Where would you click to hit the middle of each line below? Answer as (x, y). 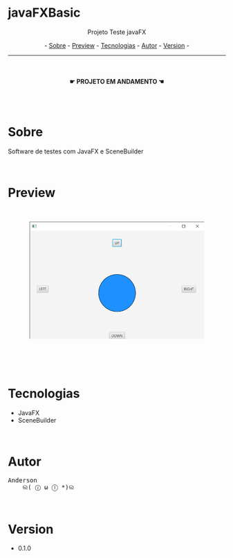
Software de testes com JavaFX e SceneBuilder (76, 151)
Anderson (22, 481)
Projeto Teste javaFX (117, 32)
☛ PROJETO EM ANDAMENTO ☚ (117, 81)
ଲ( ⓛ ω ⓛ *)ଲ (48, 488)
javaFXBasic (44, 13)
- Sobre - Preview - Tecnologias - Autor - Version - (117, 45)
